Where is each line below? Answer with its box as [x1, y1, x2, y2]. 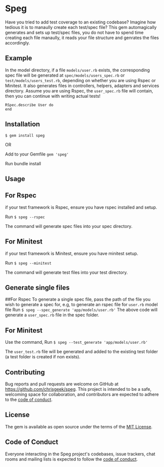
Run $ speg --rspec [5, 214, 45, 220]
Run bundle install [5, 160, 42, 166]
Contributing [5, 368, 45, 377]
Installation [5, 120, 40, 129]
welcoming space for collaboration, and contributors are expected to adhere [5, 392, 159, 398]
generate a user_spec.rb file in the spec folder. [5, 312, 99, 318]
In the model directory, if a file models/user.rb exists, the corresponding [5, 67, 150, 73]
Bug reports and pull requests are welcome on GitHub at [5, 381, 119, 387]
